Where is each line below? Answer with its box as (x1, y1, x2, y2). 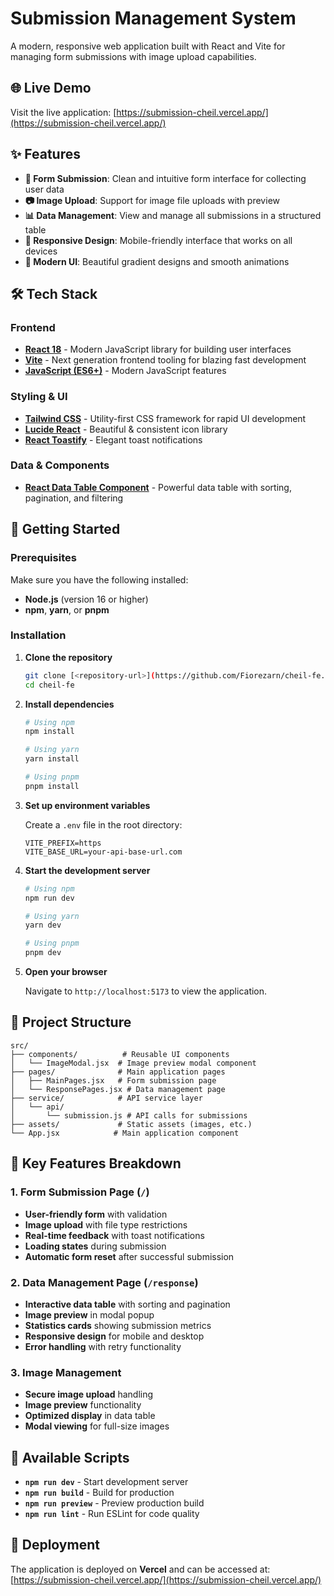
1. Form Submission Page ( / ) (10, 1185, 150, 1199)
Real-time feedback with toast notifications (24, 1229, 205, 1241)
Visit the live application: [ (10, 106, 117, 118)
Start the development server (24, 864, 151, 876)
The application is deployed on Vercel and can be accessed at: (10, 1563, 271, 1575)
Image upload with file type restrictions (24, 1218, 188, 1231)
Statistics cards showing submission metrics (24, 1319, 212, 1331)
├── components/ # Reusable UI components (10, 1049, 230, 1059)
